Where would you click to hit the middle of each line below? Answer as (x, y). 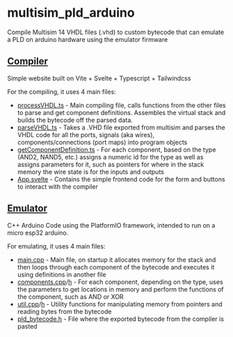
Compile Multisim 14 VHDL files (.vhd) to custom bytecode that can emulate (116, 32)
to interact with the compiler (58, 187)
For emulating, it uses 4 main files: (56, 246)
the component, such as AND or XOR (70, 297)
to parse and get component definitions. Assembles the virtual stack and (121, 112)
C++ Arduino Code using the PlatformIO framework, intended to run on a (111, 225)
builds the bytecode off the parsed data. (75, 120)
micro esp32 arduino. (38, 233)
